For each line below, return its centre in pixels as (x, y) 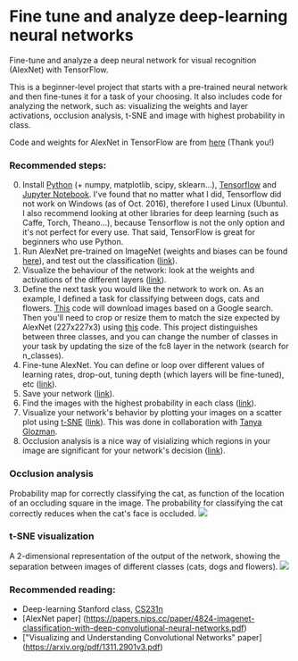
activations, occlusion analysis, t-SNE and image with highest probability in (147, 115)
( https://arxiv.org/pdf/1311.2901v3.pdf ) (92, 647)
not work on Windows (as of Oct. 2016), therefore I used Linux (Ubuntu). (155, 204)
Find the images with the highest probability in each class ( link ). (139, 403)
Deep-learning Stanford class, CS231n (92, 609)
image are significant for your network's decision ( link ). (124, 451)
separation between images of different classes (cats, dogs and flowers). (144, 566)
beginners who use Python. (73, 242)
